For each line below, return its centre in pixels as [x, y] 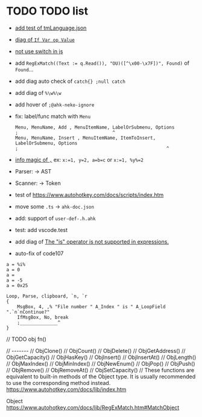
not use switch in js [39, 51]
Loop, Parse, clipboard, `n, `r [47, 296]
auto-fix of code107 [39, 253]
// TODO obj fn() [27, 339]
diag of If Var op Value [45, 39]
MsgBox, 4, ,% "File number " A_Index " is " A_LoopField [91, 306]
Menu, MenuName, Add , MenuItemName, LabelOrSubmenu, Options [95, 127]
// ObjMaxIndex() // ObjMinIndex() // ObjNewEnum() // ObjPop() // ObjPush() [101, 363]
